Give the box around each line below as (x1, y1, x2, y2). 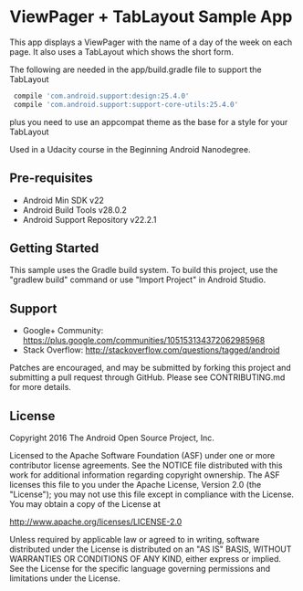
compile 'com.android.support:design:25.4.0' (13, 91, 190, 100)
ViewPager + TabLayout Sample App (9, 6, 293, 27)
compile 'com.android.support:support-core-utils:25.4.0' (13, 100, 239, 109)
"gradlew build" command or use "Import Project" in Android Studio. (9, 274, 266, 285)
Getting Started (9, 240, 99, 256)
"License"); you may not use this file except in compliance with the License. (9, 489, 295, 500)
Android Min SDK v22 (22, 195, 105, 206)
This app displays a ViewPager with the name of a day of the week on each (9, 37, 293, 47)
